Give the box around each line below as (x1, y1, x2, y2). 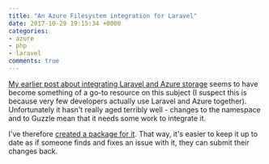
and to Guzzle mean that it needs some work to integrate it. (8, 113, 207, 123)
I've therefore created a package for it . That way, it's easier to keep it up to (8, 128, 258, 138)
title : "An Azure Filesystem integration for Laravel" (8, 11, 198, 20)
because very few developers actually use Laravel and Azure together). (8, 96, 247, 106)
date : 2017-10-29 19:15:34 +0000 (8, 19, 122, 27)
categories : (8, 27, 49, 35)
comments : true (8, 57, 60, 65)
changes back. (8, 146, 58, 156)
